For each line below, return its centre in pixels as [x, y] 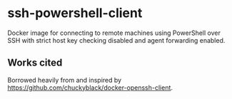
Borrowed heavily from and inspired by [65, 80]
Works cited [35, 63]
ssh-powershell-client [75, 13]
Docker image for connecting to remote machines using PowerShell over [114, 33]
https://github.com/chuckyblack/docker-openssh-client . [90, 88]
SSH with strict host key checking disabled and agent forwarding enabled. [116, 40]
